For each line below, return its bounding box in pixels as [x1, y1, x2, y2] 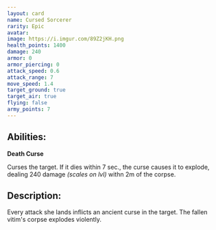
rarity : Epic [7, 23, 45, 30]
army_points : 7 [7, 106, 51, 113]
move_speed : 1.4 [7, 80, 53, 87]
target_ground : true [7, 87, 67, 93]
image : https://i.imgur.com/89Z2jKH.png [7, 36, 125, 43]
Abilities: [7, 131, 47, 143]
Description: [7, 189, 62, 201]
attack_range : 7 [7, 73, 53, 81]
